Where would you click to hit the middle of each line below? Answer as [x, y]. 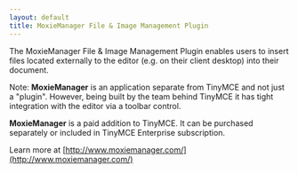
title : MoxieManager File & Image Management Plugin [109, 26]
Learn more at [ [38, 149]
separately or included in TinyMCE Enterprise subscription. [117, 132]
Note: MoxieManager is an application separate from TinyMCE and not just [147, 87]
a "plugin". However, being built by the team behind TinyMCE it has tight [141, 96]
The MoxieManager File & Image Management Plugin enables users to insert [149, 51]
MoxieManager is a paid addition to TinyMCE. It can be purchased [131, 123]
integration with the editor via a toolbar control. [95, 106]
